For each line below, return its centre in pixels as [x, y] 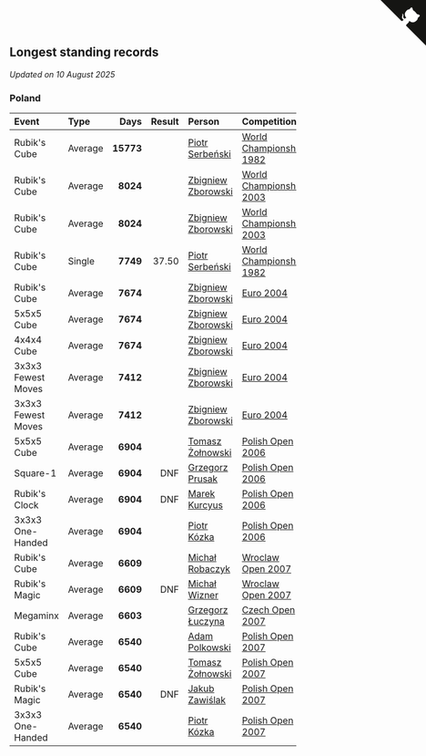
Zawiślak [207, 700]
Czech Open [269, 610]
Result [165, 121]
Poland [25, 98]
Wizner [203, 595]
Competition [269, 121]
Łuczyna [206, 622]
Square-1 [35, 473]
